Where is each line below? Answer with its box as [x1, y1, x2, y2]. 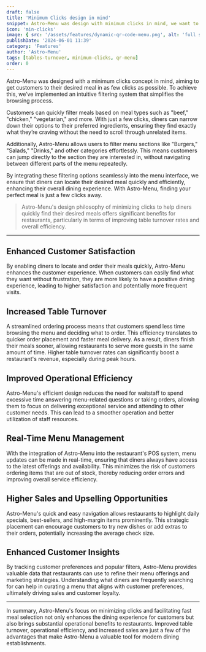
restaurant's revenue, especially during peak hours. [6, 355, 137, 363]
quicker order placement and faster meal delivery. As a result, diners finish [6, 336, 195, 343]
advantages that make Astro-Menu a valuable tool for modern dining [6, 633, 180, 640]
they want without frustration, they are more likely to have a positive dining [6, 276, 195, 283]
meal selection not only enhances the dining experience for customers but [6, 613, 194, 621]
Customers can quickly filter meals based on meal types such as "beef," [6, 109, 189, 116]
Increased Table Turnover [6, 306, 107, 317]
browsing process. [6, 96, 53, 104]
